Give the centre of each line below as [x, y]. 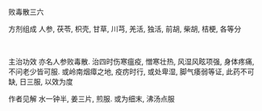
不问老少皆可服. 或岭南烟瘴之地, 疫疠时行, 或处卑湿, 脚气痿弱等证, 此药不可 [131, 72]
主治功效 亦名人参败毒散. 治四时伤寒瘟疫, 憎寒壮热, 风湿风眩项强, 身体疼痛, [131, 62]
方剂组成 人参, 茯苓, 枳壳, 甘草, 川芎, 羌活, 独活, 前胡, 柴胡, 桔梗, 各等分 [125, 29]
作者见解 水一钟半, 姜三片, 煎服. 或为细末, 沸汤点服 [91, 99]
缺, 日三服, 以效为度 [41, 82]
